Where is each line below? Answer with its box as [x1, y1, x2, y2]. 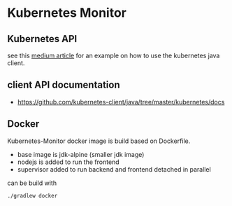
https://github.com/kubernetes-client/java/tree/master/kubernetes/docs [17, 97, 225, 106]
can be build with [7, 179, 57, 187]
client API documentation [7, 79, 120, 91]
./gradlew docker [7, 192, 58, 199]
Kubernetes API [7, 33, 78, 45]
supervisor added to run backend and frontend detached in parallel [17, 165, 211, 173]
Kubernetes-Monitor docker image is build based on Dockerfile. [7, 137, 191, 145]
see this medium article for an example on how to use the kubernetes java [7, 51, 220, 60]
